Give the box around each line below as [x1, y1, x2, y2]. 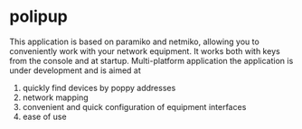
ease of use [22, 111, 67, 122]
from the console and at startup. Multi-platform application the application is [9, 55, 294, 66]
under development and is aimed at [9, 65, 142, 76]
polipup [9, 6, 68, 27]
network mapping [22, 92, 89, 103]
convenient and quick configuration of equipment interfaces [22, 101, 247, 112]
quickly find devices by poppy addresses [22, 82, 176, 93]
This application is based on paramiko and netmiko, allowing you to [9, 36, 260, 47]
